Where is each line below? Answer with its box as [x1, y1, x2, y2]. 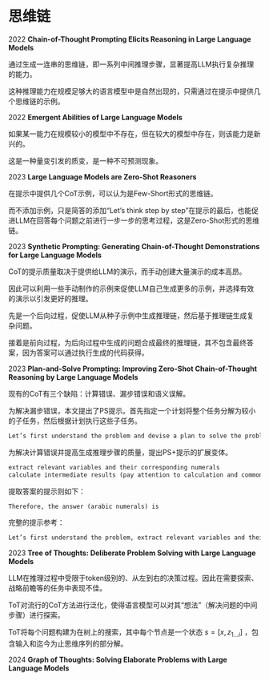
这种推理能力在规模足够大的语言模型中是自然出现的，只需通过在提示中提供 [8, 86, 254, 96]
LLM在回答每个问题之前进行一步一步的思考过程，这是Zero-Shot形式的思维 [14, 216, 260, 225]
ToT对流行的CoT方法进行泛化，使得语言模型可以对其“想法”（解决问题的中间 [8, 600, 258, 610]
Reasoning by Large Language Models [8, 372, 139, 381]
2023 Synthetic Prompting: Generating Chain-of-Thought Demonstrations [8, 241, 260, 251]
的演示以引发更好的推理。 [8, 293, 93, 303]
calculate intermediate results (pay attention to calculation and [8, 470, 239, 479]
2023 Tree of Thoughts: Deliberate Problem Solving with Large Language [8, 548, 256, 558]
